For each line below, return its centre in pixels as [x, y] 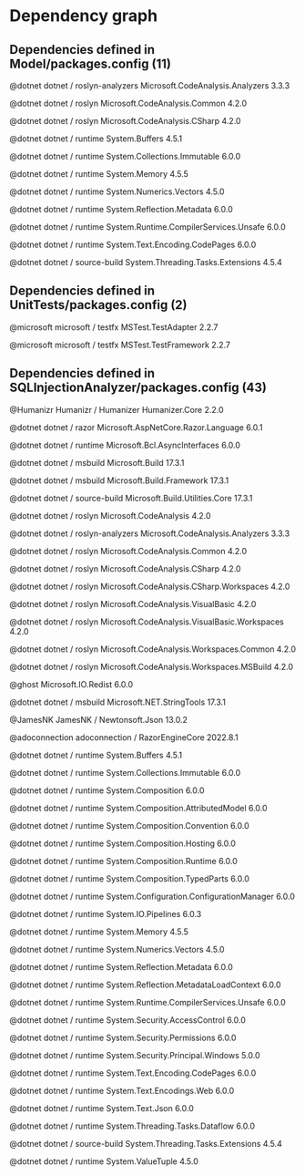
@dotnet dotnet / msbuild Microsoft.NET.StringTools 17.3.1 [117, 702]
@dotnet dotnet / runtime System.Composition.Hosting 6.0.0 [123, 843]
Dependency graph [83, 16]
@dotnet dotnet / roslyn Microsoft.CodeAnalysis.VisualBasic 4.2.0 [133, 603]
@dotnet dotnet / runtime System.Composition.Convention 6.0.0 [130, 825]
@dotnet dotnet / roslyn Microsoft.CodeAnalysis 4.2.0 [110, 515]
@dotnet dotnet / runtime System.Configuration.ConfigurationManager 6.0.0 [152, 896]
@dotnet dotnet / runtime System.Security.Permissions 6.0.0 [123, 1037]
